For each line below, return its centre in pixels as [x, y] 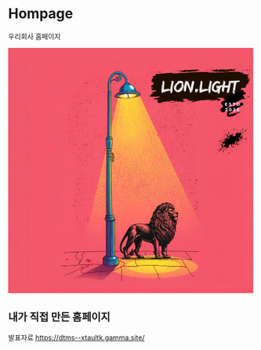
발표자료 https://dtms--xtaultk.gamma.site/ [76, 337]
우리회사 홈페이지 [34, 36]
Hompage [41, 14]
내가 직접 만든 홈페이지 [60, 317]
